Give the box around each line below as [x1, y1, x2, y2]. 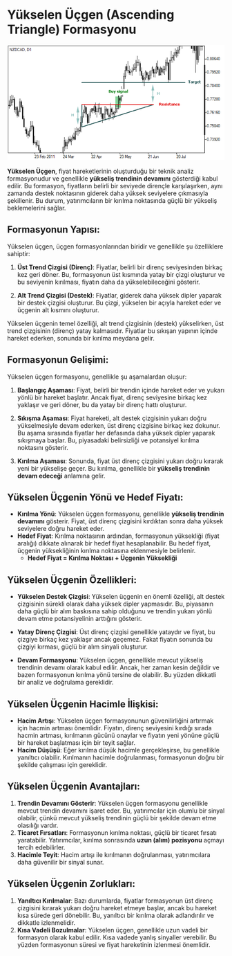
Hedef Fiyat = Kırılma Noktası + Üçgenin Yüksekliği [27, 554, 177, 562]
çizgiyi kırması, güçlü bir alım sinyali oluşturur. [17, 642, 148, 651]
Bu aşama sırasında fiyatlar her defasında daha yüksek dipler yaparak [17, 429, 215, 437]
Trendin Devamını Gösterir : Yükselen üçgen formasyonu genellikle [17, 799, 209, 807]
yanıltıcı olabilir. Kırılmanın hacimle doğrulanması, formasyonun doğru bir [17, 753, 224, 761]
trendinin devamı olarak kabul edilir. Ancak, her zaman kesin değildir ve [17, 663, 220, 671]
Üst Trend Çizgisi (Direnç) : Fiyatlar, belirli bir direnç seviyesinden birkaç [17, 263, 223, 271]
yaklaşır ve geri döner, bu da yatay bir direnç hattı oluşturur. [17, 400, 187, 408]
